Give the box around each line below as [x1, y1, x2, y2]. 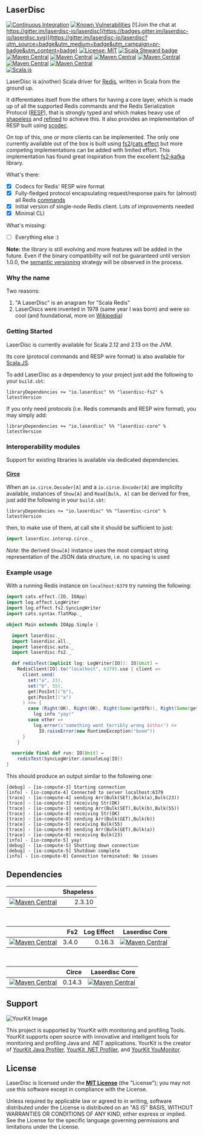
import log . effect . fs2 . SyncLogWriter [6, 605, 101, 611]
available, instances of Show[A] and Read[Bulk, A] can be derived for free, [6, 490, 190, 498]
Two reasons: [6, 287, 40, 295]
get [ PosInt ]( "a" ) [28, 694, 71, 701]
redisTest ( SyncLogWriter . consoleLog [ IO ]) [17, 756, 123, 762]
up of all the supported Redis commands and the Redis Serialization [6, 102, 175, 110]
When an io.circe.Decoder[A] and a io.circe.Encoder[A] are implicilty [6, 484, 183, 491]
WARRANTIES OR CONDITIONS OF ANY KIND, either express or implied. [6, 1110, 186, 1117]
